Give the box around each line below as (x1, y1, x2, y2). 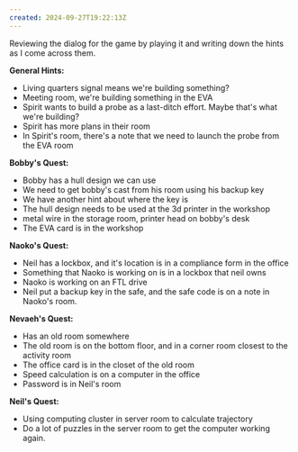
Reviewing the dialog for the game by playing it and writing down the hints (9, 38, 284, 49)
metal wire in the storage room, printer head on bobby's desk (22, 212, 250, 223)
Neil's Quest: (9, 395, 59, 406)
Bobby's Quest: (9, 157, 69, 167)
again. (22, 432, 46, 443)
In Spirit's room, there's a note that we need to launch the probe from (22, 130, 280, 140)
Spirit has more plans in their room (22, 121, 151, 131)
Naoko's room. (22, 295, 77, 306)
